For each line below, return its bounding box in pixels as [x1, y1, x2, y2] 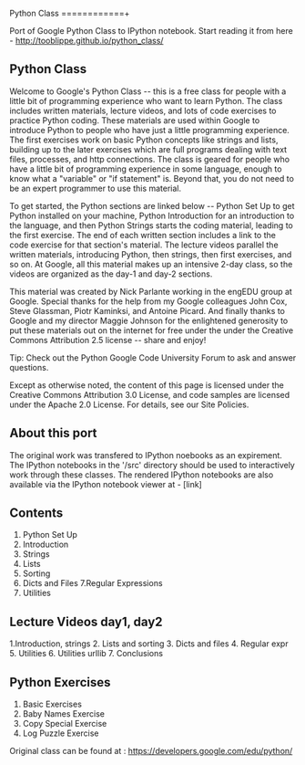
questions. [9, 362, 49, 372]
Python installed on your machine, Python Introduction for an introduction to [9, 210, 295, 221]
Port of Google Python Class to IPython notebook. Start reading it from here [9, 26, 293, 36]
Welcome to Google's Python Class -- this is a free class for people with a [9, 86, 287, 97]
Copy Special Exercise [22, 718, 107, 729]
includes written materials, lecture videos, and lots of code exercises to [9, 105, 277, 116]
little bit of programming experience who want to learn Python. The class [9, 95, 283, 106]
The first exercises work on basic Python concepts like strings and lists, [9, 134, 279, 145]
